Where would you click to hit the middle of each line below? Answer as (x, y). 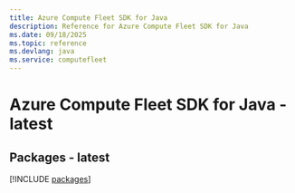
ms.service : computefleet (58, 60)
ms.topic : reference (48, 43)
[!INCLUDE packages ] (50, 179)
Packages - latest (60, 157)
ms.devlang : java (42, 52)
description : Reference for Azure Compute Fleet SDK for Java (129, 26)
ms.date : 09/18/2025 (48, 34)
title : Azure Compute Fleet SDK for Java (89, 18)
